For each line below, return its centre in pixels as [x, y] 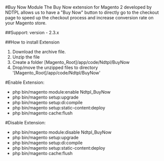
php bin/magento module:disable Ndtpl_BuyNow [62, 132]
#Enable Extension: [25, 82]
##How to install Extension [32, 42]
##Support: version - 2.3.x [32, 32]
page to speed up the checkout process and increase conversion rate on [79, 18]
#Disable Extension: [26, 123]
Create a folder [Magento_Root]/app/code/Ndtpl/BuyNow [71, 62]
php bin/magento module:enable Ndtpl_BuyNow [61, 92]
